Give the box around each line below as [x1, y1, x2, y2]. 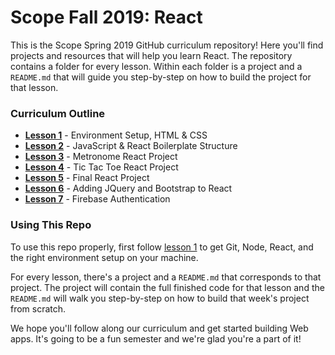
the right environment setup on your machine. [10, 251, 199, 263]
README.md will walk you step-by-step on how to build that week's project [10, 292, 310, 304]
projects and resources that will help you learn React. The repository [10, 49, 293, 61]
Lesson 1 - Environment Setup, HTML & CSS [24, 129, 208, 141]
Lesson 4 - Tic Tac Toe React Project [24, 161, 179, 173]
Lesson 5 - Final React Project [24, 172, 150, 184]
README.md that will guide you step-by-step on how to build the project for [10, 71, 312, 83]
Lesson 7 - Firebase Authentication [24, 193, 171, 205]
